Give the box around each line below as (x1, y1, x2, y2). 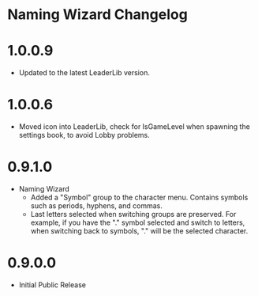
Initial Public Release (18, 279, 86, 290)
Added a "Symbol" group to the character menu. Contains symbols (30, 192, 249, 202)
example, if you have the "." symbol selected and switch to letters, (30, 218, 245, 227)
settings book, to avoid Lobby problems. (18, 131, 151, 140)
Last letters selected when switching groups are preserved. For (30, 210, 237, 218)
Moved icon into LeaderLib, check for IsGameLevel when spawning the (18, 122, 250, 131)
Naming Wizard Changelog (7, 6, 189, 24)
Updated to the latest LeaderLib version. (18, 68, 151, 78)
